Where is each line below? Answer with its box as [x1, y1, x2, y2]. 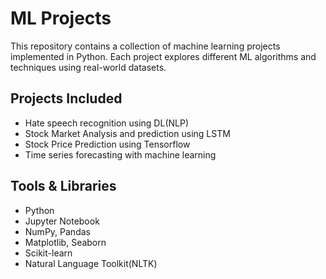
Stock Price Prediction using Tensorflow [24, 138, 191, 150]
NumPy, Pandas [24, 225, 91, 237]
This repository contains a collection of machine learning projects [10, 40, 281, 52]
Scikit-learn [24, 247, 73, 259]
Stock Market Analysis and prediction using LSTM [24, 127, 231, 139]
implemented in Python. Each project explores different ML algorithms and [10, 50, 317, 62]
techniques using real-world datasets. [10, 61, 167, 73]
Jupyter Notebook [24, 215, 100, 227]
